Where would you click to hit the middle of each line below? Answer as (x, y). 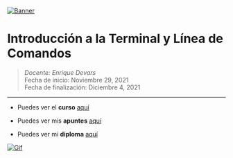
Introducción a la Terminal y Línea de (115, 39)
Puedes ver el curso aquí (53, 107)
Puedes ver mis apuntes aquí (59, 121)
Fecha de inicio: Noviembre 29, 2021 (76, 80)
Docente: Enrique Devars (60, 72)
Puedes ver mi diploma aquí (58, 134)
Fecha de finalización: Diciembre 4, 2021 (82, 87)
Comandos (39, 54)
